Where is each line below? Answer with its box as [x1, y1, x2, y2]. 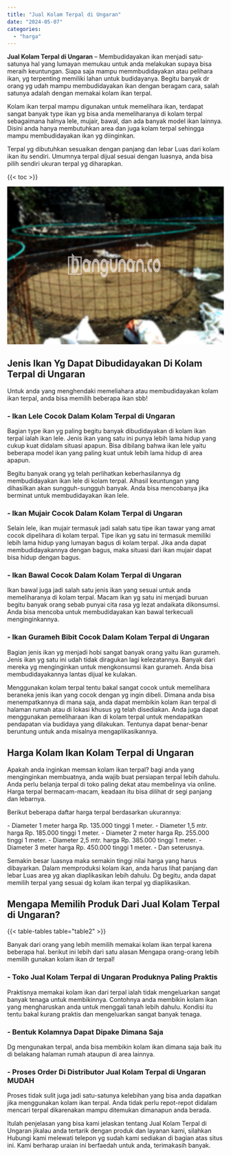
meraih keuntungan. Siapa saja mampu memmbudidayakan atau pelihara [7, 67, 213, 76]
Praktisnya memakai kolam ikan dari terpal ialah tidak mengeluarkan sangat [7, 988, 221, 996]
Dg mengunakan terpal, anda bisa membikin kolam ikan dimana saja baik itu [7, 1043, 222, 1051]
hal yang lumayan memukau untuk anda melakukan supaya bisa [30, 60, 212, 68]
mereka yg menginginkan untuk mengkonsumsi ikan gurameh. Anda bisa [7, 662, 213, 670]
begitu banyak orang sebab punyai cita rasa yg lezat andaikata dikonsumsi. [7, 600, 220, 609]
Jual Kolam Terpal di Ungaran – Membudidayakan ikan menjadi [7, 52, 188, 61]
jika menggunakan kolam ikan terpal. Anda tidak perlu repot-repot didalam [7, 1099, 218, 1107]
